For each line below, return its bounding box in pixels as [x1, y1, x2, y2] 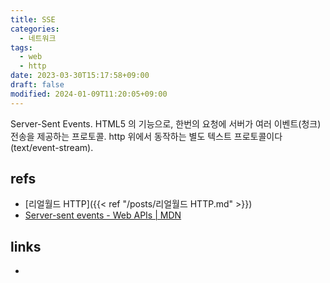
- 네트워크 [19, 33, 57, 43]
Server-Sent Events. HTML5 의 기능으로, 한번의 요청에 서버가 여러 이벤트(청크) [10, 117, 322, 130]
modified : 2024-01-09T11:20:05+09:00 [10, 89, 168, 99]
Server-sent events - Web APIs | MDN [24, 209, 182, 221]
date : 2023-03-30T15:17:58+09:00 [10, 71, 150, 81]
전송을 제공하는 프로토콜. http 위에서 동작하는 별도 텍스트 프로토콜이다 [10, 130, 283, 142]
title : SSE [10, 14, 56, 25]
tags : [10, 42, 33, 53]
